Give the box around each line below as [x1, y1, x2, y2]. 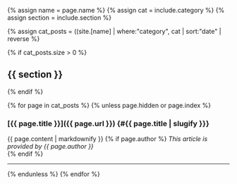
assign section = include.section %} [7, 13, 112, 22]
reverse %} [7, 35, 40, 43]
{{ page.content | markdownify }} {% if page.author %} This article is [7, 135, 208, 143]
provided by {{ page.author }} [7, 142, 94, 151]
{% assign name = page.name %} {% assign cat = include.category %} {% [7, 6, 225, 14]
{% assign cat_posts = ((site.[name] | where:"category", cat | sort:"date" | [7, 27, 222, 35]
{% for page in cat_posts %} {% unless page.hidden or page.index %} [7, 101, 212, 109]
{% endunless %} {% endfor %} [7, 170, 100, 178]
